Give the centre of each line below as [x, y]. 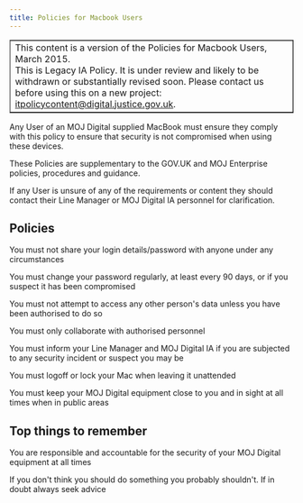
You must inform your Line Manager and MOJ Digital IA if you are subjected [150, 349]
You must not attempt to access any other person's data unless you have [145, 304]
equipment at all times [50, 462]
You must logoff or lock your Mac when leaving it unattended [123, 376]
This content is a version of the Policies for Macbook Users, [141, 48]
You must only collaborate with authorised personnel [107, 331]
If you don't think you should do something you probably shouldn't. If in [142, 480]
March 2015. [42, 59]
